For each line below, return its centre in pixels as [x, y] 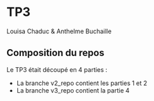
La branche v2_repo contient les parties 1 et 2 [82, 83]
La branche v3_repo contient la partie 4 [73, 90]
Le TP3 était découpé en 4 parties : [57, 69]
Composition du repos [55, 53]
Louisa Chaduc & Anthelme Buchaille [59, 31]
